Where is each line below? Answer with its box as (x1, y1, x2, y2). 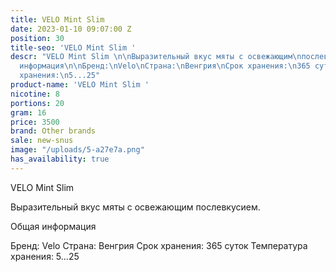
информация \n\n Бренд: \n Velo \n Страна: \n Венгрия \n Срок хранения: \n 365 (19, 61, 311, 71)
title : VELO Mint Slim (10, 14, 105, 25)
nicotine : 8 (10, 89, 60, 99)
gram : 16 (10, 107, 47, 118)
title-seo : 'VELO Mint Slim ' (10, 42, 137, 53)
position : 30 (10, 33, 65, 43)
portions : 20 (10, 98, 65, 108)
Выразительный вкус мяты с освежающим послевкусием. (10, 201, 261, 213)
